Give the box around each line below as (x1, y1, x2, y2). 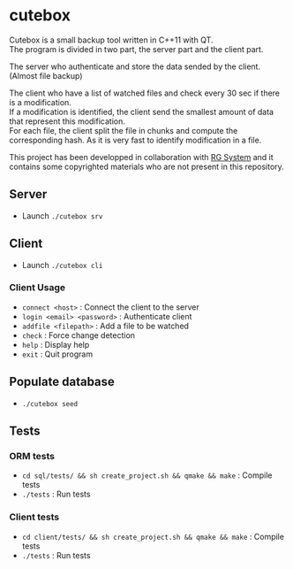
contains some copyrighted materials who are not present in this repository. (9, 161, 284, 172)
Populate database (9, 374, 115, 389)
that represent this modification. (9, 116, 125, 127)
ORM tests (9, 450, 56, 462)
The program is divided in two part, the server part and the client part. (9, 43, 264, 54)
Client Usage (9, 281, 66, 294)
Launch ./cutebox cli (21, 259, 103, 270)
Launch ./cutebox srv (21, 210, 103, 221)
